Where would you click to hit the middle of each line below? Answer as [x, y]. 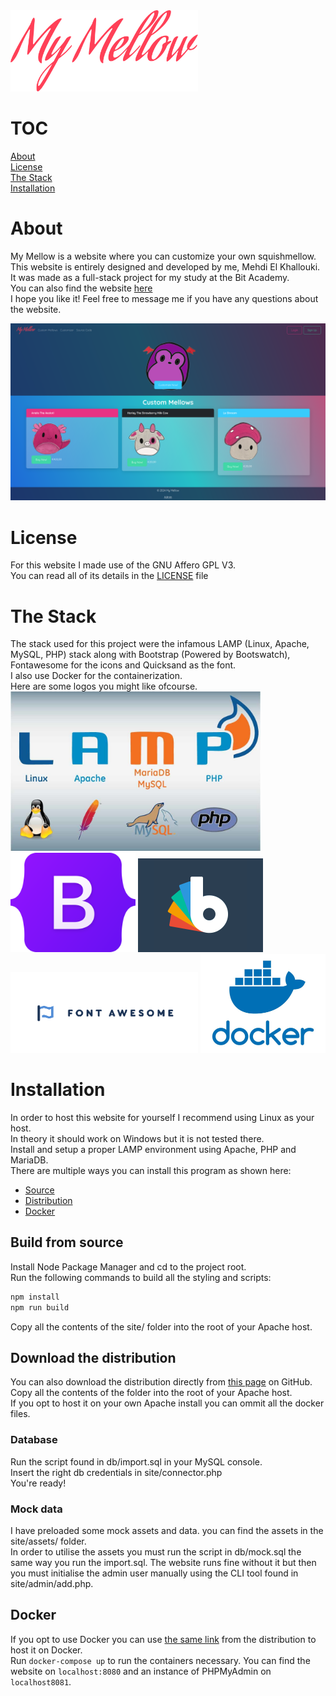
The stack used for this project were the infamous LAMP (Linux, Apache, [160, 644]
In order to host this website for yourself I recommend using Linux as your [162, 1118]
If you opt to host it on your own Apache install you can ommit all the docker [167, 1403]
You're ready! [38, 1483]
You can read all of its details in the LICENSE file [109, 576]
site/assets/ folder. [48, 1541]
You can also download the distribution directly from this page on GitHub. [161, 1382]
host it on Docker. [46, 1650]
